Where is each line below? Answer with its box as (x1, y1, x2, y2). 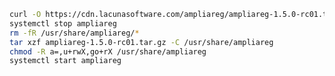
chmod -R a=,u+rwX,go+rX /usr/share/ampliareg (9, 46, 207, 57)
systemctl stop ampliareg (9, 18, 117, 29)
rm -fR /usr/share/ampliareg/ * (9, 28, 140, 38)
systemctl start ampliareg (9, 56, 122, 66)
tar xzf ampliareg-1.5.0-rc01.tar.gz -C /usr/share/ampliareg (9, 37, 274, 47)
